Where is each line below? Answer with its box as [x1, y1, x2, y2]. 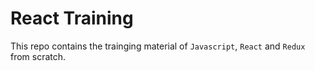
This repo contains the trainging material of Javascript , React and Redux [10, 40, 306, 52]
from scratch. [10, 50, 67, 62]
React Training [10, 7, 134, 30]
